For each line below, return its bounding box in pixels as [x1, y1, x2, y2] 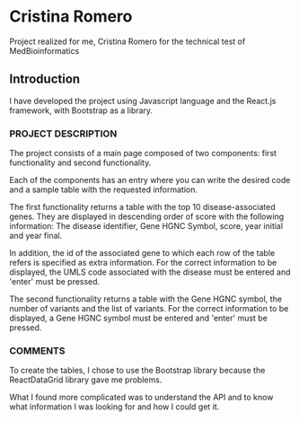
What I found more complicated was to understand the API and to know [9, 392, 274, 403]
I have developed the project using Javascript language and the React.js [9, 95, 277, 106]
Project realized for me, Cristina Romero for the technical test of [9, 36, 246, 47]
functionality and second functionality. [9, 157, 152, 168]
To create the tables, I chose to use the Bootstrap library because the [9, 365, 266, 376]
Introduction [9, 72, 81, 87]
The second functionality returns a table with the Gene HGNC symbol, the [9, 294, 283, 304]
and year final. [9, 231, 63, 241]
